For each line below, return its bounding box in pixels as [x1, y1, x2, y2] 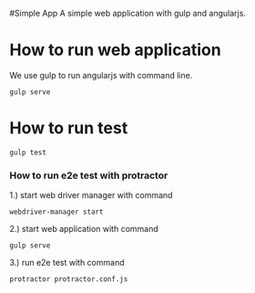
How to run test [9, 118, 128, 139]
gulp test [9, 148, 47, 157]
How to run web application [9, 40, 221, 60]
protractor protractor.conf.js [9, 275, 128, 284]
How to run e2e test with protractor [9, 169, 168, 182]
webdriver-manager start [9, 207, 104, 217]
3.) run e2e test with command [9, 257, 125, 268]
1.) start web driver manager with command [9, 190, 173, 201]
